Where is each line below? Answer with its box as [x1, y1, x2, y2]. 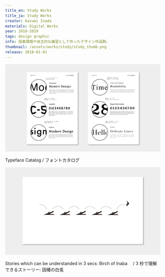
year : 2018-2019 [5, 29, 38, 34]
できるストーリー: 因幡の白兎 [5, 267, 64, 273]
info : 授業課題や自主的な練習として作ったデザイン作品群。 [5, 40, 110, 44]
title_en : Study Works [5, 8, 52, 13]
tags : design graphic [5, 34, 50, 39]
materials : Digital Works [5, 24, 58, 29]
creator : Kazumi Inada [5, 18, 52, 23]
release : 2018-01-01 [5, 49, 48, 54]
